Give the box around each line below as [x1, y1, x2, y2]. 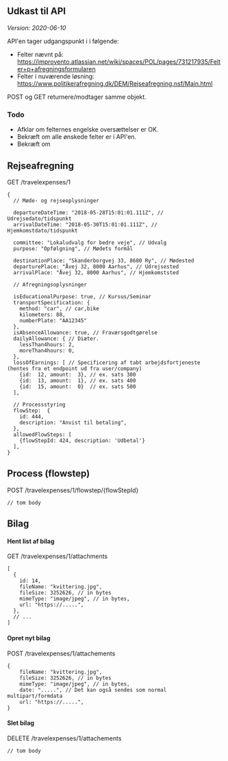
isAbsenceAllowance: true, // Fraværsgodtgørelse [13, 329, 157, 336]
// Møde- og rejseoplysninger [13, 197, 99, 204]
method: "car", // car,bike [19, 305, 99, 312]
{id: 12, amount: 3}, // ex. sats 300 [19, 371, 136, 378]
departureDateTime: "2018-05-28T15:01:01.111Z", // [13, 209, 164, 216]
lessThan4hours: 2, [19, 341, 75, 348]
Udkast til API [7, 5, 66, 17]
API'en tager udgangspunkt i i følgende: [7, 37, 120, 45]
